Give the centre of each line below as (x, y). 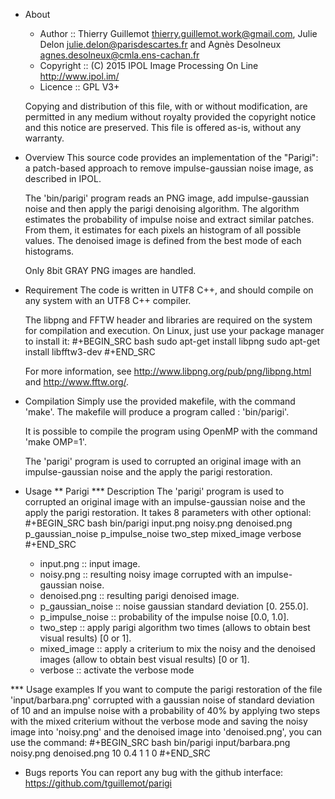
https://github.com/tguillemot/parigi (98, 783)
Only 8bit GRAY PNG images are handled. (110, 270)
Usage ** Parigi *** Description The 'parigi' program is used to (154, 491)
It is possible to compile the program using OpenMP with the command (171, 431)
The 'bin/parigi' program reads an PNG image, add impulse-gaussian (167, 198)
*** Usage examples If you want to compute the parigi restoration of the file (166, 689)
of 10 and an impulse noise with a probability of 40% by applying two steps (165, 710)
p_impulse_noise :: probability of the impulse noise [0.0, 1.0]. (164, 617)
